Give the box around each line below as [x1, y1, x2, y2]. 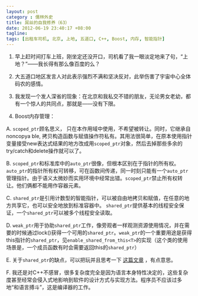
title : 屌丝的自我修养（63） [6, 19, 70, 25]
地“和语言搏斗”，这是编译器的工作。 [6, 284, 94, 291]
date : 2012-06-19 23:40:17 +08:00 [6, 25, 92, 31]
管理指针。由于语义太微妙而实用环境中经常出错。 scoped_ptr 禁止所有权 [6, 175, 178, 182]
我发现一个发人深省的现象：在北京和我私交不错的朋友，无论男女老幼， [14, 93, 186, 100]
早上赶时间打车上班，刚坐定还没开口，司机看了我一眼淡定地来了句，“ [14, 53, 183, 60]
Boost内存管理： [14, 113, 55, 120]
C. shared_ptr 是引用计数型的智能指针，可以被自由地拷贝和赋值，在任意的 [6, 195, 184, 201]
